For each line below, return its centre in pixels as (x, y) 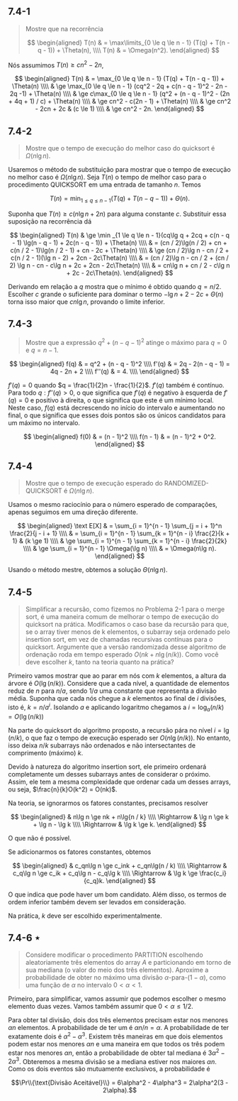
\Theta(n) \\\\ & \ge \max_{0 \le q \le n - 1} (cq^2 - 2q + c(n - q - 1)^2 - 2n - (120, 86)
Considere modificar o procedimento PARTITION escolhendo (114, 955)
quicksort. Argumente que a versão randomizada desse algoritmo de (126, 647)
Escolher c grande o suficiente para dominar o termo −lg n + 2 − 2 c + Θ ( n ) (116, 295)
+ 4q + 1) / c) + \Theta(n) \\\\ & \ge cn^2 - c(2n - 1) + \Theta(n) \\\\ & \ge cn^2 (120, 102)
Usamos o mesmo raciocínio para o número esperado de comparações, (113, 505)
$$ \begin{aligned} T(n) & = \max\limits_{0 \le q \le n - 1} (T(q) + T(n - (129, 43)
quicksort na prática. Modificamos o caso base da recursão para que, (127, 625)
